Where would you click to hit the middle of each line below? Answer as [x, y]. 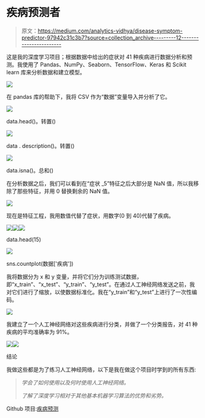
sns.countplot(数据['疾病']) [40, 263]
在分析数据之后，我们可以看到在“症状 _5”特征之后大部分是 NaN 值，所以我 [100, 183]
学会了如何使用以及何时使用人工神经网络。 [75, 382]
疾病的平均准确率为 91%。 [40, 331]
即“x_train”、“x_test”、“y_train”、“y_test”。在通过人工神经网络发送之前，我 [101, 284]
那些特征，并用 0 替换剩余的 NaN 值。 [65, 191]
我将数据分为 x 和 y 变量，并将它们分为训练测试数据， [74, 276]
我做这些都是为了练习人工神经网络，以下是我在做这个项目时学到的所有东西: [101, 370]
